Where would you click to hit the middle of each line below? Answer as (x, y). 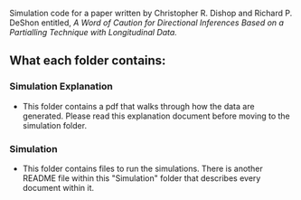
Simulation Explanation (61, 87)
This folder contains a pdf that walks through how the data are (138, 106)
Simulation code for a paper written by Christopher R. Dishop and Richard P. (151, 13)
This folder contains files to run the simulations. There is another (143, 168)
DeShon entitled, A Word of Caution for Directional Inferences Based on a (147, 23)
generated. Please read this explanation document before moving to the (156, 116)
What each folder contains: (88, 61)
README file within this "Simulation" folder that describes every (141, 178)
